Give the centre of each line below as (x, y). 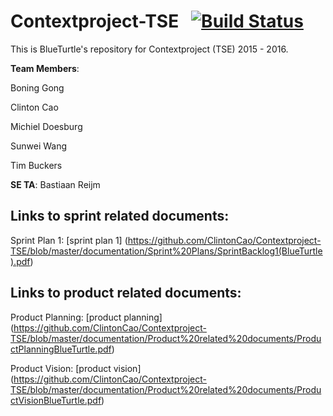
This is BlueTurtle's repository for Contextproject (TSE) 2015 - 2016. (149, 49)
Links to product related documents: (126, 293)
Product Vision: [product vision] (76, 368)
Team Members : (45, 68)
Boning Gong (37, 87)
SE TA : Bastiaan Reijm (55, 184)
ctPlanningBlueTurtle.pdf (61, 349)
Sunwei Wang (39, 146)
